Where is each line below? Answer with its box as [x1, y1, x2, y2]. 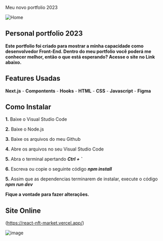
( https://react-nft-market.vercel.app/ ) [5, 220, 85, 226]
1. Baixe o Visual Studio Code [5, 116, 68, 122]
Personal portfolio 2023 [5, 29, 83, 38]
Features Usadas [5, 74, 60, 83]
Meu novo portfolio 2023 [5, 5, 58, 10]
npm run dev [5, 181, 33, 188]
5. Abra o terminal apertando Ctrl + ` [5, 156, 83, 162]
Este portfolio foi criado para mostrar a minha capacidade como [5, 43, 144, 49]
